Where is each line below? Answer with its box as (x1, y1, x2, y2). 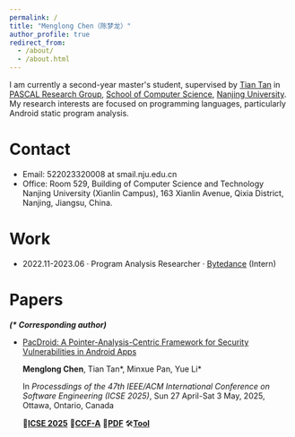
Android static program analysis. (9, 108, 130, 118)
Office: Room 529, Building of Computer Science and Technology (22, 178, 265, 189)
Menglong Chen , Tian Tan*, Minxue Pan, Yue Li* (22, 364, 202, 374)
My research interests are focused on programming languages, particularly (9, 99, 287, 108)
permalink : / (9, 13, 58, 22)
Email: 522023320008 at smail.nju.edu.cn (22, 168, 178, 179)
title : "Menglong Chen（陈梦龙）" (9, 21, 132, 30)
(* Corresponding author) (9, 319, 108, 330)
